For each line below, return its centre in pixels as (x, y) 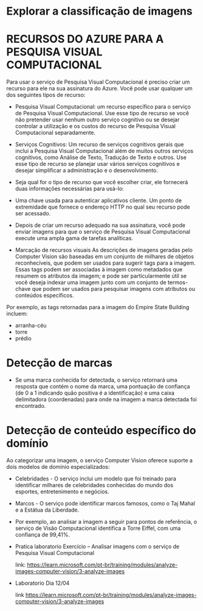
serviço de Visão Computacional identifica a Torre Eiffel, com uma (98, 528)
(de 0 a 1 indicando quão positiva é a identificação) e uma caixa (95, 393)
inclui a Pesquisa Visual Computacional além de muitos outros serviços (104, 151)
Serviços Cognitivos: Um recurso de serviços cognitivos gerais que (99, 145)
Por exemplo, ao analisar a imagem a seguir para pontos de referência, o (106, 522)
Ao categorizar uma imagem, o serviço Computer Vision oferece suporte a (100, 460)
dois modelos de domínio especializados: (58, 467)
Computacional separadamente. (55, 133)
